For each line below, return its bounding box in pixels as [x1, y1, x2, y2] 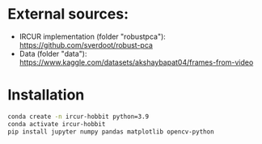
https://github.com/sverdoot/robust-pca [19, 40, 153, 49]
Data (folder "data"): [19, 49, 87, 58]
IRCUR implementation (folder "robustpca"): [19, 32, 167, 41]
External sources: [7, 5, 129, 23]
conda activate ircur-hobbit [7, 120, 106, 128]
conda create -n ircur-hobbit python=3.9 [7, 112, 150, 121]
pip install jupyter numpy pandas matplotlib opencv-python [7, 127, 215, 136]
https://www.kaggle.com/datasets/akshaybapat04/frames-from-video [19, 57, 254, 67]
